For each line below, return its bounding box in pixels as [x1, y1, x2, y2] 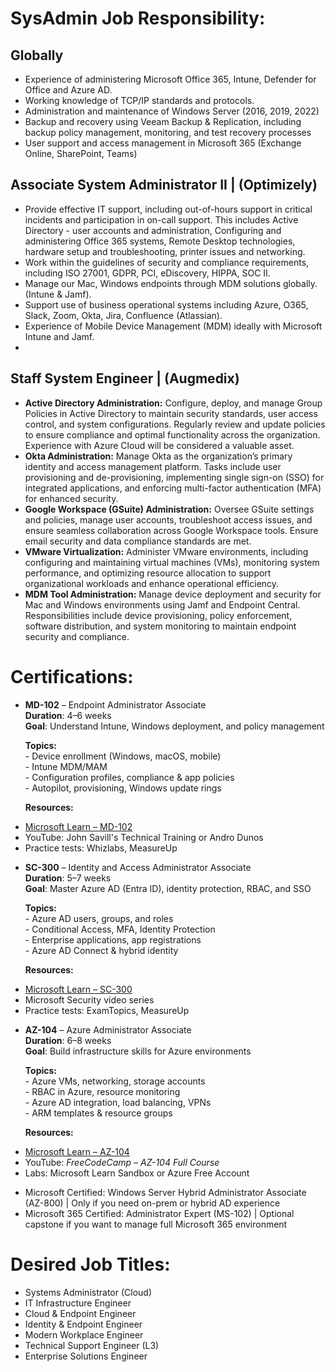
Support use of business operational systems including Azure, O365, [24, 298, 309, 311]
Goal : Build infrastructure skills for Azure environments [24, 1045, 252, 1057]
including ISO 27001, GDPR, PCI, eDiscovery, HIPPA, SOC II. [24, 267, 271, 279]
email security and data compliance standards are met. [24, 535, 252, 547]
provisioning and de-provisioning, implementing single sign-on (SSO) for [24, 471, 325, 483]
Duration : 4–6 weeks [24, 709, 112, 721]
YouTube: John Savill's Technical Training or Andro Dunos [24, 831, 264, 843]
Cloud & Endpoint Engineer [24, 1307, 137, 1319]
